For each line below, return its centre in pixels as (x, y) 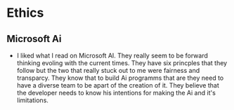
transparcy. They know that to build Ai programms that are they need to (120, 78)
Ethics (25, 13)
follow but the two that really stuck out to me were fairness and (108, 70)
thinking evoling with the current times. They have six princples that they (122, 63)
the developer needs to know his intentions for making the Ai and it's (116, 93)
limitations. (32, 100)
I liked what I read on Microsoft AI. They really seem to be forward (112, 55)
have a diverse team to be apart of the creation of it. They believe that (118, 85)
